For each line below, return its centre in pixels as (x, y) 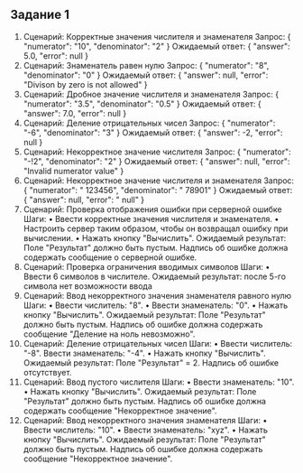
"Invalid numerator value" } (73, 171)
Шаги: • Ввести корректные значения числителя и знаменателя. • (151, 218)
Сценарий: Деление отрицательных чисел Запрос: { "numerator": (149, 123)
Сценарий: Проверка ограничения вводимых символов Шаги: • (147, 266)
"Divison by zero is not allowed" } (85, 84)
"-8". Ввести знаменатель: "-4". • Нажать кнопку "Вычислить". (144, 353)
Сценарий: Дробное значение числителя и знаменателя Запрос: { (151, 94)
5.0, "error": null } (56, 56)
